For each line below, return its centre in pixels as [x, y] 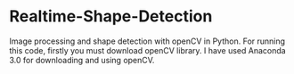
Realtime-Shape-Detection [111, 16]
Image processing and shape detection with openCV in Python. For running [147, 41]
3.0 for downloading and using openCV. [82, 60]
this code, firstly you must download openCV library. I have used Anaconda [148, 50]
